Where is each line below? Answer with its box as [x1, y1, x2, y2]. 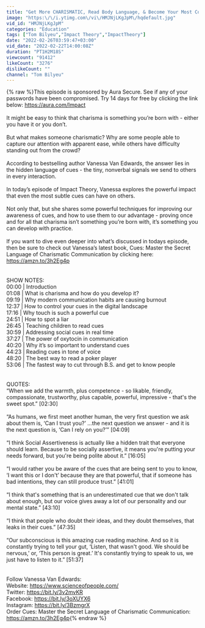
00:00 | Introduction [6, 283, 57, 290]
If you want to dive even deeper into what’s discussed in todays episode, [6, 238, 189, 245]
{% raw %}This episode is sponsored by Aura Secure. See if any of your [6, 88, 188, 95]
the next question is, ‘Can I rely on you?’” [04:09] [6, 426, 130, 434]
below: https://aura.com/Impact [6, 102, 86, 109]
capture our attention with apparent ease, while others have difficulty [6, 140, 180, 147]
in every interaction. [6, 172, 57, 180]
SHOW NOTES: [6, 276, 45, 284]
